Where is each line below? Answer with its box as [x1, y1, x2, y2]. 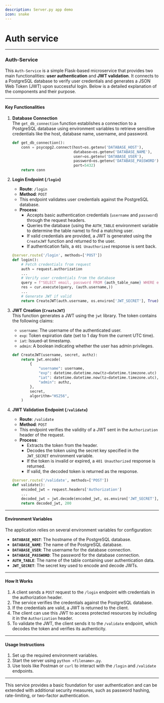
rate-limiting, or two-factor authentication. [5, 693, 90, 699]
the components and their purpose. [5, 88, 77, 94]
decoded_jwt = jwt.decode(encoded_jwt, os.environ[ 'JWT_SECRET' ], [21, 496, 159, 501]
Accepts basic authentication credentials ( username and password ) [26, 212, 158, 218]
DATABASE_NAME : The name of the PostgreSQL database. [12, 542, 123, 547]
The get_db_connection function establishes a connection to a [12, 120, 137, 126]
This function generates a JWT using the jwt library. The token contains [12, 312, 157, 318]
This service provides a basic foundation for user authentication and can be [5, 682, 158, 688]
